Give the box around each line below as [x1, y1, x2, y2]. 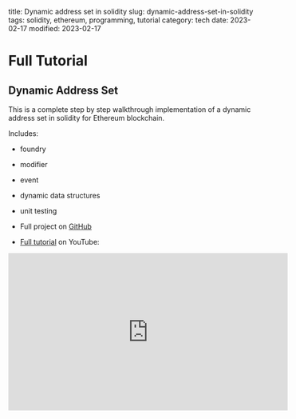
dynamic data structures [19, 191, 101, 200]
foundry [19, 144, 46, 154]
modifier [19, 160, 48, 169]
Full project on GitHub [19, 221, 92, 231]
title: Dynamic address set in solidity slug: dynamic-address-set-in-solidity [8, 7, 254, 16]
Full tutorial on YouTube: [19, 237, 100, 246]
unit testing [19, 206, 57, 215]
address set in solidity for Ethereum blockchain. [8, 114, 165, 122]
